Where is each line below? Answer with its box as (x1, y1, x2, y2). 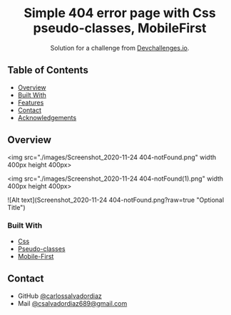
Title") (7, 203, 26, 211)
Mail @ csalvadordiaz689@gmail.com (17, 299, 128, 307)
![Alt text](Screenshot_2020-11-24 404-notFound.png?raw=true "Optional (7, 196, 225, 204)
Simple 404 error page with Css (24, 5, 216, 21)
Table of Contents (7, 64, 89, 76)
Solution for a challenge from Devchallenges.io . (50, 43, 190, 52)
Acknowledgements (17, 113, 77, 122)
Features (17, 98, 44, 107)
